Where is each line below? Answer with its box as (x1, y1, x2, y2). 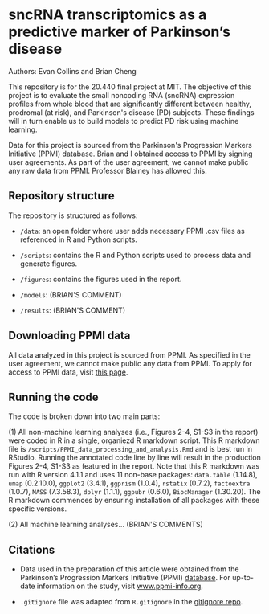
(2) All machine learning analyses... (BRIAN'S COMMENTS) (8, 520, 203, 530)
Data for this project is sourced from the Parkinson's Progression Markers (8, 140, 253, 149)
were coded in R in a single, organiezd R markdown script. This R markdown (8, 436, 260, 445)
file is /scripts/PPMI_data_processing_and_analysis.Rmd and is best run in (8, 444, 253, 454)
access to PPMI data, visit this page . (8, 367, 128, 377)
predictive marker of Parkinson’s (8, 23, 231, 41)
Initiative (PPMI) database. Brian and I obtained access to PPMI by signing (8, 149, 253, 158)
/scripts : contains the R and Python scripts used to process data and (19, 250, 251, 260)
